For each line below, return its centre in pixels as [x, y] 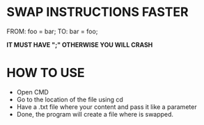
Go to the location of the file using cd [70, 99]
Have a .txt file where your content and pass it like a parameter [107, 107]
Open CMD [33, 92]
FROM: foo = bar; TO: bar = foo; [52, 31]
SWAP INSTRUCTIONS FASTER [97, 12]
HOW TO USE [46, 73]
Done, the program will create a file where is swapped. [95, 114]
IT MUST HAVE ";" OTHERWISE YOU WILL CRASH [80, 44]
